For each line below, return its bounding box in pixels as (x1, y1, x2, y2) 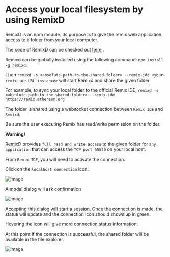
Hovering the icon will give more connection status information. (5, 221, 138, 227)
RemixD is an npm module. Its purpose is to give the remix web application (5, 31, 162, 37)
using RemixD (5, 14, 65, 26)
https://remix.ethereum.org (5, 97, 65, 102)
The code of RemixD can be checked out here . (5, 46, 104, 53)
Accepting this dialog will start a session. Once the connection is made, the (5, 205, 163, 212)
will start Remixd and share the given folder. (59, 77, 151, 83)
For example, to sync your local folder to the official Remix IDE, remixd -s (5, 87, 159, 93)
